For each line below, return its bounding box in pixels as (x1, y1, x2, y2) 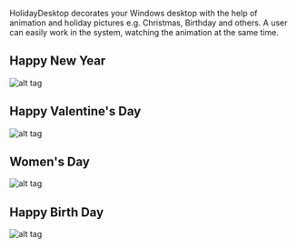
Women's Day (9, 154, 91, 170)
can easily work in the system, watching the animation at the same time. (9, 27, 279, 37)
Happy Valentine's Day (9, 104, 142, 119)
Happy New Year (9, 54, 106, 69)
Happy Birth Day (9, 204, 104, 220)
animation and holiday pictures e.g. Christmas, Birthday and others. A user (9, 17, 288, 28)
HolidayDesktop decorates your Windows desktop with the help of (9, 8, 258, 18)
